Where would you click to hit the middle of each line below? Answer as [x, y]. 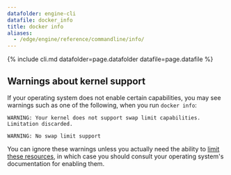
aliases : [20, 33]
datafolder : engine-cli [42, 14]
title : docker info [35, 26]
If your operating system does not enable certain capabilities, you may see [114, 97]
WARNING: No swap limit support [54, 136]
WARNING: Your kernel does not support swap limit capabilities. [104, 118]
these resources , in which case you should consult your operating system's [115, 156]
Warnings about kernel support [77, 81]
